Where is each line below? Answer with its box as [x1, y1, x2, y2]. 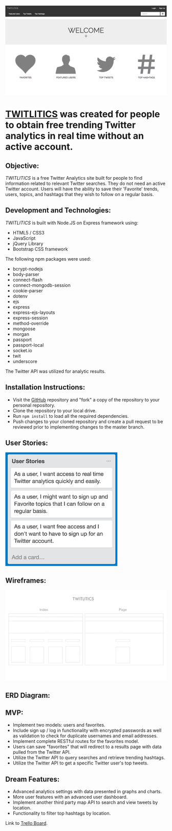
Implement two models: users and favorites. [12, 722, 106, 728]
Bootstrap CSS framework [12, 246, 68, 252]
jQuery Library [12, 240, 44, 246]
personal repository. [12, 402, 55, 408]
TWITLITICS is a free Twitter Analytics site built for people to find [5, 175, 142, 181]
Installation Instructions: [5, 383, 85, 392]
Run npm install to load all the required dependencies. [12, 413, 129, 419]
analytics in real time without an [5, 130, 144, 142]
